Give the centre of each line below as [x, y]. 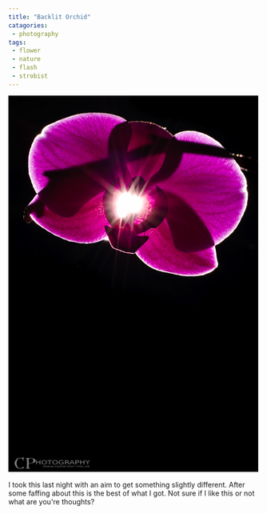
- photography [35, 34]
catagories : [28, 25]
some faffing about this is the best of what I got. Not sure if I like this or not [132, 493]
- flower [26, 51]
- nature [26, 59]
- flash [24, 68]
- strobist [30, 76]
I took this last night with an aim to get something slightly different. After [127, 484]
